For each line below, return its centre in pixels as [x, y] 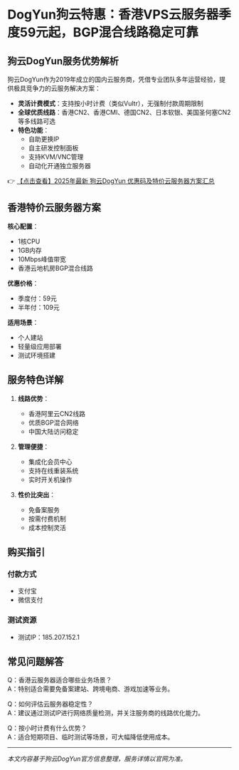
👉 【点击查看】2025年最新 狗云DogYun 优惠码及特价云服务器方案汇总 [111, 181]
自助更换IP [44, 139]
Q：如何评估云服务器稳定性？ [51, 704]
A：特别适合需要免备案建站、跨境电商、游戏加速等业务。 [91, 689]
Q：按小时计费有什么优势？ [47, 728]
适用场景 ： [23, 322]
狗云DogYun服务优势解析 [63, 61]
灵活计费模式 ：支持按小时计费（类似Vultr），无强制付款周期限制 [111, 103]
